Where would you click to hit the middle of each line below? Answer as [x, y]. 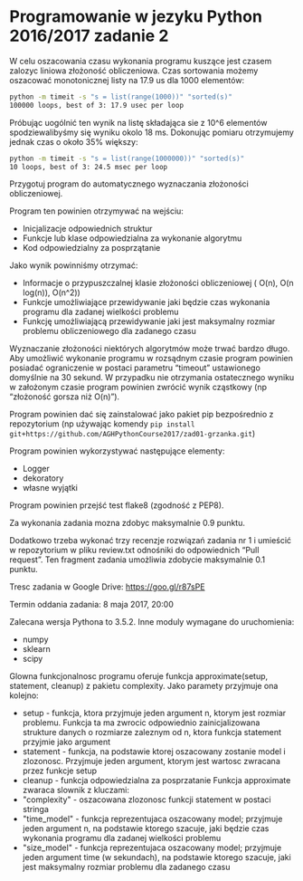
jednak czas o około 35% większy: [74, 141]
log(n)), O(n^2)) [52, 292]
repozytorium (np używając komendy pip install [102, 424]
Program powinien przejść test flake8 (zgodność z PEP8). [117, 505]
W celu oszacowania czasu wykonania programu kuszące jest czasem [141, 61]
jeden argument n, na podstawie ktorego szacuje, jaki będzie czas [146, 828]
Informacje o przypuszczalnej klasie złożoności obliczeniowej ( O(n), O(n [158, 283]
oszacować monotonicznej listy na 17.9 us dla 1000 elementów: [127, 80]
